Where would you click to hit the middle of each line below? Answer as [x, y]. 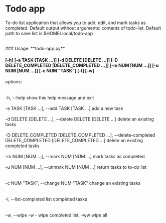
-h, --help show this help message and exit [50, 98]
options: [14, 82]
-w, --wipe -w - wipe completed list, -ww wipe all [56, 215]
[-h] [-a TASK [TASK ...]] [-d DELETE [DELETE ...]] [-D [61, 60]
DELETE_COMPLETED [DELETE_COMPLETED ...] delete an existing [74, 141]
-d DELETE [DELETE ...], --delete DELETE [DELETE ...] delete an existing [80, 119]
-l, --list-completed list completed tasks [46, 199]
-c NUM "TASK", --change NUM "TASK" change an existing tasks [73, 183]
